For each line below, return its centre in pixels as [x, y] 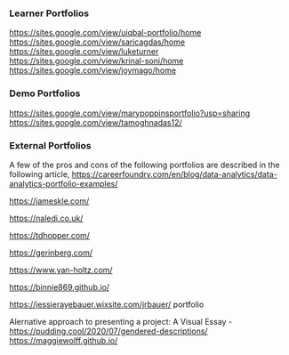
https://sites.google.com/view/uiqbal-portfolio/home [105, 33]
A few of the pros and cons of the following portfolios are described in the [144, 165]
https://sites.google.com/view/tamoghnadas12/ [96, 122]
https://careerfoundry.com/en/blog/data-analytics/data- [174, 174]
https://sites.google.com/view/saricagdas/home [97, 42]
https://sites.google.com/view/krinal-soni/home [96, 61]
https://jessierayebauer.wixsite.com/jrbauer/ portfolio [107, 304]
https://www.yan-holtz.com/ [61, 270]
